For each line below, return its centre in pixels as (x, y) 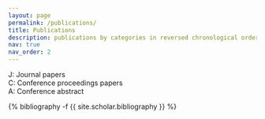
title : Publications (42, 30)
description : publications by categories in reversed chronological (123, 37)
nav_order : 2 (30, 52)
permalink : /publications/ (52, 23)
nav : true (24, 45)
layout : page (30, 15)
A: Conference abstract (46, 91)
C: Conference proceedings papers (66, 83)
